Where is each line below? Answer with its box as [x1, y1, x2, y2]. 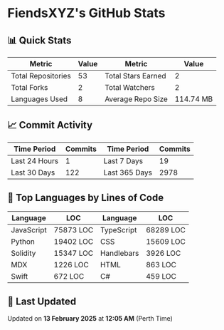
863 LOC [145, 259, 176, 269]
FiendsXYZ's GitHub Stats [7, 5, 166, 21]
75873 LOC [53, 225, 94, 234]
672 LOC [53, 271, 85, 281]
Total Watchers [104, 83, 155, 92]
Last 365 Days [103, 167, 153, 177]
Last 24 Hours [11, 155, 59, 165]
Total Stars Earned [104, 71, 166, 81]
